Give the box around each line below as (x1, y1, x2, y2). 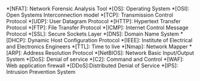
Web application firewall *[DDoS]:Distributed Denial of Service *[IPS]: (6, 62, 179, 69)
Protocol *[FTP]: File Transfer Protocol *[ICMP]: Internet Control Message (6, 24, 189, 31)
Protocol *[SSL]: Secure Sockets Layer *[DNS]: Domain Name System (6, 30, 179, 38)
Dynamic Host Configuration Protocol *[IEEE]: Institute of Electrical (27, 37, 193, 43)
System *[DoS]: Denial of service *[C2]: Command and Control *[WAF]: (6, 56, 184, 63)
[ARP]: (6, 49, 22, 56)
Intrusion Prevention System (6, 68, 76, 75)
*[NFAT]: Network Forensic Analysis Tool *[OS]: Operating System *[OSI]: (6, 5, 190, 12)
